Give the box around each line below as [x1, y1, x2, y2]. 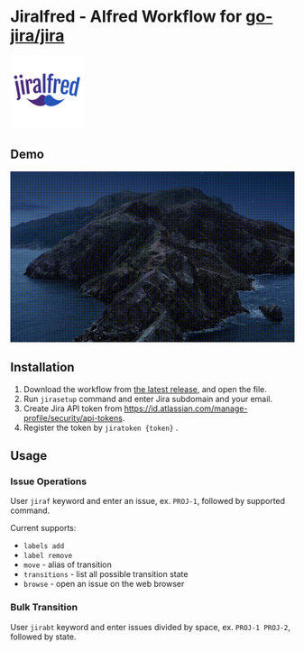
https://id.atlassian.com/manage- [124, 403, 248, 414]
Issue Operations [10, 475, 88, 488]
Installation [10, 360, 75, 375]
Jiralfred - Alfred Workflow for [10, 6, 243, 27]
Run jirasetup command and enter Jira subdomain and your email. [23, 393, 273, 404]
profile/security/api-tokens [23, 412, 123, 423]
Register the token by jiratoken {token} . [23, 422, 179, 433]
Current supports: [10, 523, 77, 534]
